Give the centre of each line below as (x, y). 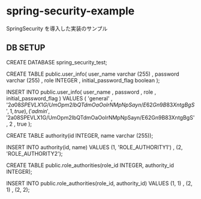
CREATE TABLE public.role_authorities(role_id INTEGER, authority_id (90, 165)
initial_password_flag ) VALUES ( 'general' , (59, 98)
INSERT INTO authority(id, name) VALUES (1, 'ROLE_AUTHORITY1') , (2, (94, 147)
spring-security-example (70, 11)
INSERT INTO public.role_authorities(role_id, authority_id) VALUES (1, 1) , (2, (100, 183)
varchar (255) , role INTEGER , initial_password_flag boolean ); (83, 80)
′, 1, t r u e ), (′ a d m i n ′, (28, 111)
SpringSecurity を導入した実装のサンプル (57, 28)
